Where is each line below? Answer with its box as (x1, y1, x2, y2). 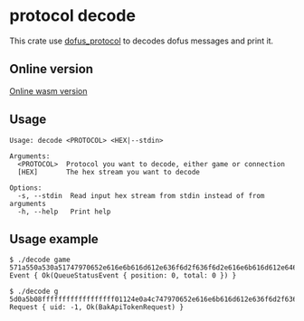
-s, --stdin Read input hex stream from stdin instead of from (17, 191, 265, 200)
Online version (9, 61, 93, 77)
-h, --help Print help (17, 207, 111, 216)
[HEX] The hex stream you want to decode (17, 167, 201, 176)
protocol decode (9, 5, 136, 26)
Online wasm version (9, 85, 88, 96)
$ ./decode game (9, 255, 71, 265)
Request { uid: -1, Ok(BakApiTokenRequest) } (9, 303, 184, 312)
